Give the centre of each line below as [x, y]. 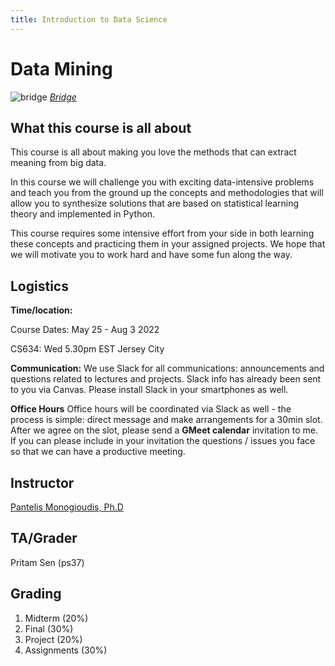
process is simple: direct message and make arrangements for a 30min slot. [166, 420]
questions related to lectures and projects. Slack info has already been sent [166, 379]
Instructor [42, 482]
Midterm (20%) [56, 618]
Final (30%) [49, 628]
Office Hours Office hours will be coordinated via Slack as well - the [151, 409]
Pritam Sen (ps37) [47, 562]
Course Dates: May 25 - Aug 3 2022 [85, 330]
